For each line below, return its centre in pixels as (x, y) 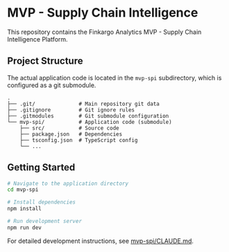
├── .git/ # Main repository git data (83, 104)
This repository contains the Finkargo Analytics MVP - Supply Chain (104, 32)
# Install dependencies (42, 202)
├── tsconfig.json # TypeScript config (79, 140)
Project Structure (45, 61)
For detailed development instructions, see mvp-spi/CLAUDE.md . (101, 241)
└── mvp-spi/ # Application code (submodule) (90, 122)
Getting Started (41, 168)
